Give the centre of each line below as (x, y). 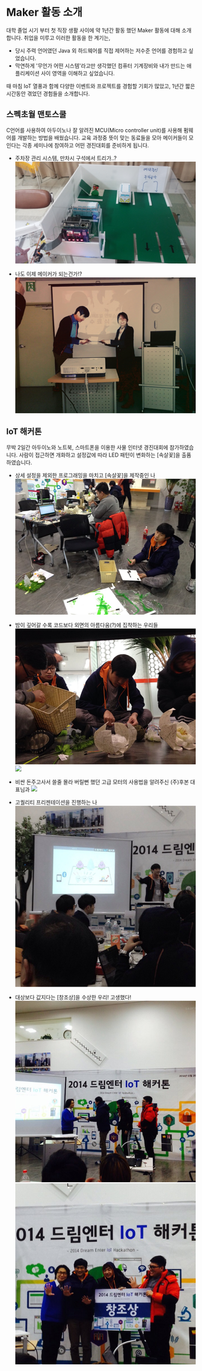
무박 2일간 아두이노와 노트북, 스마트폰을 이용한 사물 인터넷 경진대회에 (87, 447)
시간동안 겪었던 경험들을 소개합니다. (48, 94)
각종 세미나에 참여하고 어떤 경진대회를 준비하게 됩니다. (85, 145)
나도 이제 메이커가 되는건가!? (48, 274)
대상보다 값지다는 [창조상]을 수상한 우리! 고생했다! (73, 997)
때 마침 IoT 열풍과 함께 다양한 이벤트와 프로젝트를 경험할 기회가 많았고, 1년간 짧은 (101, 86)
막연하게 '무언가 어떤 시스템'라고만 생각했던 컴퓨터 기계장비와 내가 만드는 (100, 65)
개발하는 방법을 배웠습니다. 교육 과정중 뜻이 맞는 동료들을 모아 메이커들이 (102, 138)
